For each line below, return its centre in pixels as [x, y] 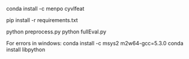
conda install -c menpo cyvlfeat [45, 9]
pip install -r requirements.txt [42, 20]
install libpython [26, 49]
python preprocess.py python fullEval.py [56, 32]
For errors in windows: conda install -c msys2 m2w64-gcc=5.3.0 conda [95, 43]
